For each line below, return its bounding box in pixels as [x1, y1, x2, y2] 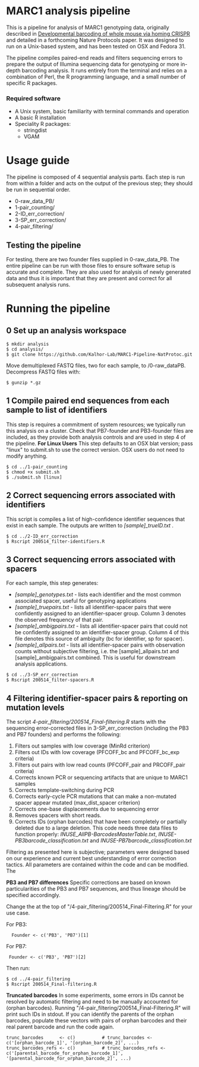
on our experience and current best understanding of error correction [6, 855, 177, 862]
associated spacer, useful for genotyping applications [14, 597, 147, 604]
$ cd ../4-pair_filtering [6, 976, 70, 982]
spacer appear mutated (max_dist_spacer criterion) [14, 799, 141, 806]
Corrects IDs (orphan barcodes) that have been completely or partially [14, 818, 187, 825]
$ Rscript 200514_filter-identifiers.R [6, 539, 105, 544]
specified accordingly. [6, 892, 61, 899]
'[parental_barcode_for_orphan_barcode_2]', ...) [6, 1056, 132, 1062]
